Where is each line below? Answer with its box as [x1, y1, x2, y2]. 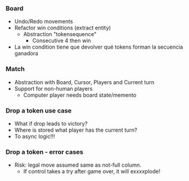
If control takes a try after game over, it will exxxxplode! [23, 168, 160, 175]
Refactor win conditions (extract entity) [14, 24, 112, 31]
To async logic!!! [14, 132, 55, 140]
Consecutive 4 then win [32, 37, 91, 44]
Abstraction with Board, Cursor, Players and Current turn [14, 78, 154, 85]
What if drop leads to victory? [14, 120, 88, 127]
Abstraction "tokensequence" [23, 31, 97, 38]
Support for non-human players [14, 85, 93, 92]
